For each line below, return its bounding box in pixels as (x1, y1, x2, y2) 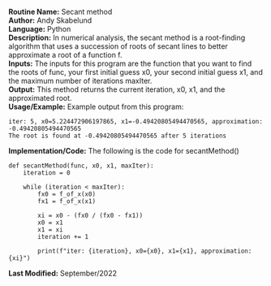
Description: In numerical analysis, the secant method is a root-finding (8, 32, 246, 42)
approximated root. (8, 93, 72, 102)
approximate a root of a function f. (8, 50, 123, 59)
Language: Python (8, 24, 71, 33)
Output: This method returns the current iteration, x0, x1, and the (8, 84, 226, 94)
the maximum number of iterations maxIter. (8, 76, 153, 85)
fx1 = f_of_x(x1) (37, 197, 96, 206)
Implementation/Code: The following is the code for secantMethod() (8, 146, 239, 155)
